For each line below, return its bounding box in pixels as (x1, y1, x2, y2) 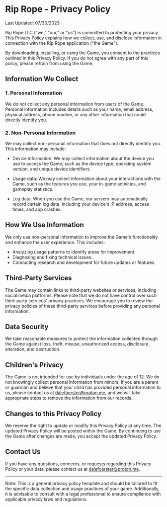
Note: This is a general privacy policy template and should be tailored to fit (5, 480, 158, 486)
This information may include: (5, 146, 66, 152)
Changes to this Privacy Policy (5, 409, 102, 418)
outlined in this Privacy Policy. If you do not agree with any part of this (5, 55, 149, 61)
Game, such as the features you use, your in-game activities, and (12, 180, 146, 187)
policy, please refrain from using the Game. (5, 60, 93, 66)
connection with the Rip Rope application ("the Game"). (5, 40, 119, 46)
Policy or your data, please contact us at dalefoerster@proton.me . (5, 466, 140, 472)
